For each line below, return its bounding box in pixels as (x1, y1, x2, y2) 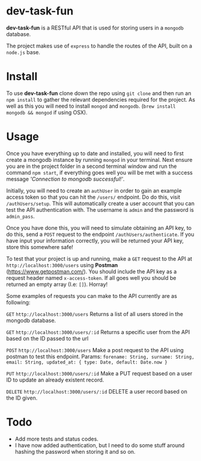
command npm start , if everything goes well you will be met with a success (6, 169, 193, 176)
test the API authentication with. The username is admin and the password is (6, 206, 194, 213)
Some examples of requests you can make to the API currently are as (6, 292, 178, 299)
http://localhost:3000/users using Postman (6, 261, 118, 268)
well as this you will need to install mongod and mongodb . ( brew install (6, 102, 176, 110)
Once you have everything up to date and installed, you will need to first (6, 149, 184, 157)
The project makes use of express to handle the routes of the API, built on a (6, 42, 193, 49)
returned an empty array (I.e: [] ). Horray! (6, 280, 108, 288)
